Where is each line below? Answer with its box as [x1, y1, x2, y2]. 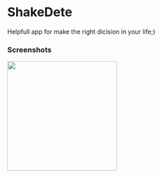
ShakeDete [7, 4, 72, 20]
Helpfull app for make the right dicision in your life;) [7, 27, 156, 36]
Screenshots [7, 45, 52, 55]
